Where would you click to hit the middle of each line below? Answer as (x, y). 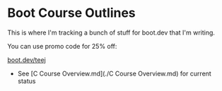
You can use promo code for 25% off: (62, 46)
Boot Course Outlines (71, 13)
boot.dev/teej (27, 60)
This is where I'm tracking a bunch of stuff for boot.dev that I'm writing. (111, 32)
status (27, 81)
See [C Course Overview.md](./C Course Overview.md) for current (115, 73)
